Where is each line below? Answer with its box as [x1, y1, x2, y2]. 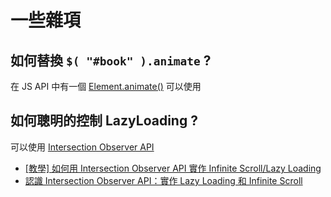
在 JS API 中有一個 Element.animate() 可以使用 [10, 81, 202, 92]
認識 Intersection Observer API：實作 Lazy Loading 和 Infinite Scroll [24, 174, 303, 186]
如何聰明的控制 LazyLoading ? [10, 112, 198, 130]
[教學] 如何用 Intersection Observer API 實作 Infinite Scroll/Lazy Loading [24, 162, 322, 174]
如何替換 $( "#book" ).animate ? [10, 52, 212, 69]
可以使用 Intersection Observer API [10, 141, 155, 153]
